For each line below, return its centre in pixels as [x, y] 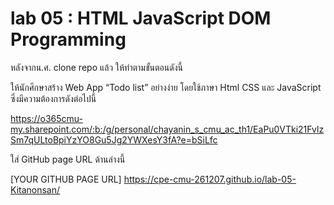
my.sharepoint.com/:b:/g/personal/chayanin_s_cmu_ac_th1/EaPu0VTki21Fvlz [167, 129]
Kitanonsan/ [35, 189]
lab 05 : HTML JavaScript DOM [141, 18]
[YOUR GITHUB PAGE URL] [66, 179]
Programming [68, 39]
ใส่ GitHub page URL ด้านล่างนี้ [68, 159]
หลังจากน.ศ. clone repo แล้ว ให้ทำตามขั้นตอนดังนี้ [96, 67]
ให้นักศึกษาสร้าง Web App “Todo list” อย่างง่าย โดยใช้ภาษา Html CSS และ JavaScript [166, 87]
